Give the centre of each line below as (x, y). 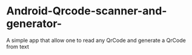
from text (18, 47)
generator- (34, 24)
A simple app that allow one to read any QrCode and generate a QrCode (96, 40)
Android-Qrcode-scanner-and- (87, 11)
